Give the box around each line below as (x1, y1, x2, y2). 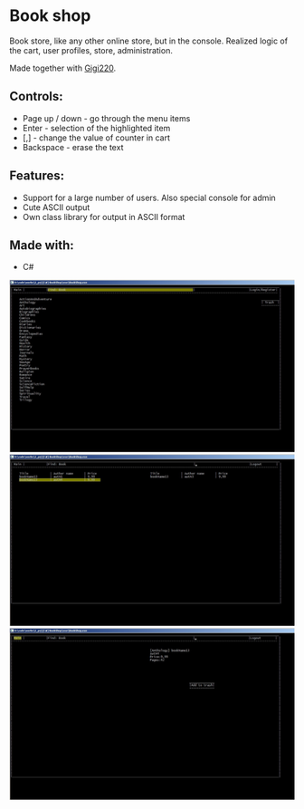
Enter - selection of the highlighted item (22, 122, 171, 133)
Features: (9, 169, 65, 184)
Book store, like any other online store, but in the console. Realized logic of (9, 35, 288, 46)
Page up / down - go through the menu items (22, 112, 191, 123)
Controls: (9, 89, 63, 104)
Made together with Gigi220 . (9, 63, 117, 73)
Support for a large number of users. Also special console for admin (22, 192, 276, 203)
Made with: (9, 237, 74, 253)
